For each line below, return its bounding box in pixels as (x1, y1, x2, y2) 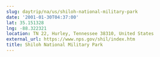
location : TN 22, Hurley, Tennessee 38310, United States (6, 31, 154, 37)
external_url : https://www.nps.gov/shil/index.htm (6, 36, 135, 42)
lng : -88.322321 (6, 25, 47, 31)
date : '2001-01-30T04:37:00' (6, 14, 79, 20)
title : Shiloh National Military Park (6, 42, 103, 48)
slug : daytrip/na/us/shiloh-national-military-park (6, 8, 138, 15)
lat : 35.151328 (6, 20, 44, 26)
